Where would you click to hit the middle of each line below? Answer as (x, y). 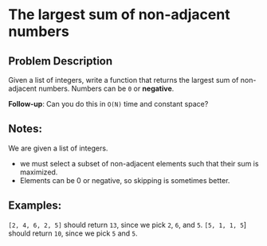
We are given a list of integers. (58, 148)
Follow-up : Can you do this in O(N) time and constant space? (108, 104)
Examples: (35, 206)
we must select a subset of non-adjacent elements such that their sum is (139, 163)
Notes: (25, 129)
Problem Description (61, 61)
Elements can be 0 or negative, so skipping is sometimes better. (125, 180)
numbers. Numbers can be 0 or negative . (106, 88)
